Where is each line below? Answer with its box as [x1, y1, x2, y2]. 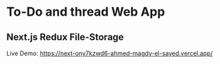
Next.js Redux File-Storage [6, 31, 124, 43]
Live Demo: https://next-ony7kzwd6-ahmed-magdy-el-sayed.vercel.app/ [6, 49, 213, 57]
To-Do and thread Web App [6, 4, 165, 20]
